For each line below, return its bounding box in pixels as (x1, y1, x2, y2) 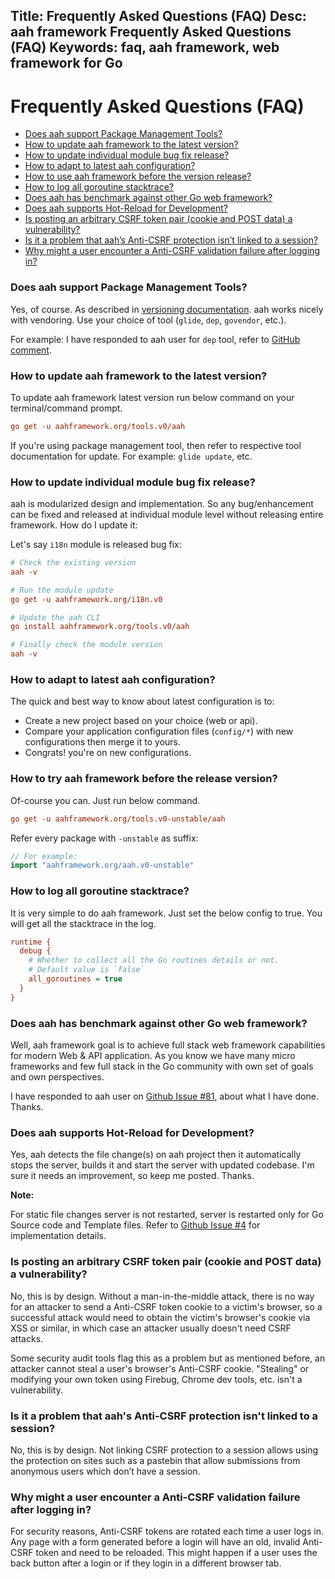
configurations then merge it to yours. (24, 736, 182, 748)
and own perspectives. (10, 1071, 105, 1083)
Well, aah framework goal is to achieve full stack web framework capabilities (10, 1039, 326, 1051)
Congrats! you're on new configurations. (24, 747, 192, 759)
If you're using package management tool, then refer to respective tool (10, 439, 302, 451)
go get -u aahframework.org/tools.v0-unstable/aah (10, 814, 226, 824)
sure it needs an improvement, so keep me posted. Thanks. (10, 1170, 255, 1182)
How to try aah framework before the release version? (10, 772, 278, 786)
